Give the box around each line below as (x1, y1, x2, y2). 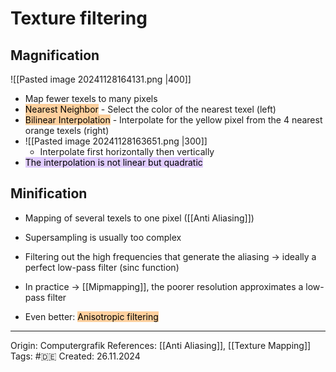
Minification (10, 185, 88, 202)
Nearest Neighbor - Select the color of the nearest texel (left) (24, 103, 277, 115)
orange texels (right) (24, 125, 110, 136)
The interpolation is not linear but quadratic (24, 157, 203, 168)
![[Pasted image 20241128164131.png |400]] (10, 73, 192, 85)
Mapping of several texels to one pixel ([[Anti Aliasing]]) (24, 212, 255, 224)
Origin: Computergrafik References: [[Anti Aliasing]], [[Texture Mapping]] (10, 339, 312, 351)
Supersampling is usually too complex (24, 231, 182, 243)
